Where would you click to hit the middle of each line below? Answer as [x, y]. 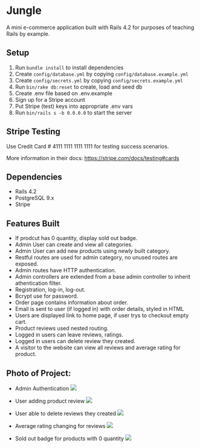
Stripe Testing [33, 132]
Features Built [33, 223]
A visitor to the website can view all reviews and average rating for [98, 348]
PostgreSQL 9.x [34, 198]
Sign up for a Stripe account [50, 99]
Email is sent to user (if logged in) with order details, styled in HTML [99, 309]
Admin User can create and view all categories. [74, 245]
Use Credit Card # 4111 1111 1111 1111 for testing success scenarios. [88, 146]
